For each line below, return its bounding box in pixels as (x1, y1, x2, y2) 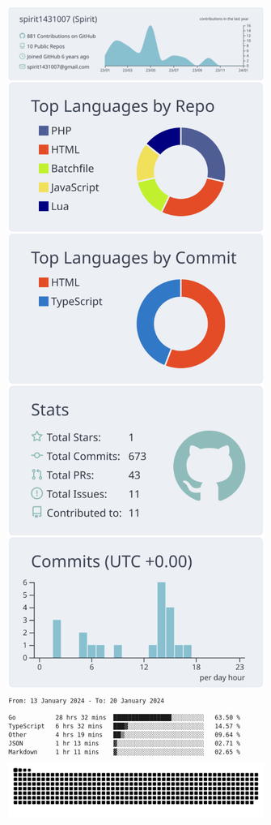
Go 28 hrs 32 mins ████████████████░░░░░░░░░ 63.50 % (8, 714, 241, 722)
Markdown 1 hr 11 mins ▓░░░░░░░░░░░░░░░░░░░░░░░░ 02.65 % (8, 748, 241, 756)
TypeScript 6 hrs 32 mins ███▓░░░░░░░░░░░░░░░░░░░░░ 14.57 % (8, 722, 241, 731)
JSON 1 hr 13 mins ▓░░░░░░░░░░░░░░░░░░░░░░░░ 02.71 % (8, 739, 241, 747)
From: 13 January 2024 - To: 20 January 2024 (8, 697, 164, 705)
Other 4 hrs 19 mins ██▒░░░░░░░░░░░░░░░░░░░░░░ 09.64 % (8, 731, 241, 739)
